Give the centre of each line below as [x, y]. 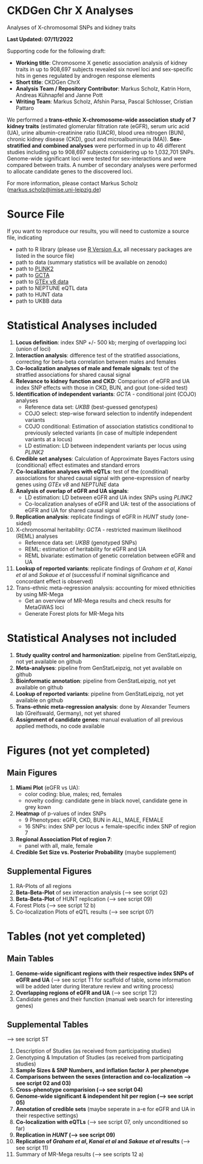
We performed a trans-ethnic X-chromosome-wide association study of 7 [101, 120]
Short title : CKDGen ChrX [48, 82]
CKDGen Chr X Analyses [70, 11]
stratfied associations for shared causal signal [73, 374]
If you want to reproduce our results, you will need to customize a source [98, 231]
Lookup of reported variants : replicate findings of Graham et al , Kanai [104, 568]
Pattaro [25, 108]
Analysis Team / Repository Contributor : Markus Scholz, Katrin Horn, [103, 88]
